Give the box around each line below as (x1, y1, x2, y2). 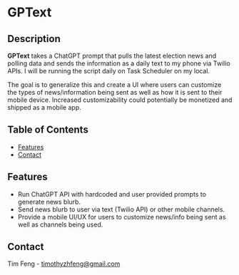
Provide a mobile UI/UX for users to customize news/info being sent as (17, 212, 226, 221)
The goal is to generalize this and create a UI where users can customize (7, 81, 222, 89)
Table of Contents (7, 124, 89, 136)
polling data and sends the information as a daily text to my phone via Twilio (7, 59, 230, 68)
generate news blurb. (17, 197, 81, 206)
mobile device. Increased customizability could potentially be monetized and (7, 95, 233, 104)
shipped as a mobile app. (7, 103, 82, 111)
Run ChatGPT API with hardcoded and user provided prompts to (17, 190, 207, 198)
